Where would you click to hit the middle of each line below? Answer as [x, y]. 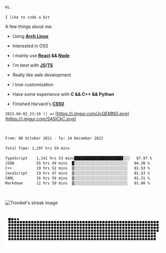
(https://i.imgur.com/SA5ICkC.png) [41, 119]
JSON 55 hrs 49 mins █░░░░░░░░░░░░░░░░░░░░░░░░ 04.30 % [78, 163]
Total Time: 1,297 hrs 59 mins [38, 148]
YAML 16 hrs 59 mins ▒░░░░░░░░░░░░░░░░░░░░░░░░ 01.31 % [78, 178]
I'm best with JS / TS [33, 65]
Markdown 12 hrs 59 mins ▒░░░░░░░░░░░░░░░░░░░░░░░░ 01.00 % [78, 183]
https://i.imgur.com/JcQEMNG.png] [93, 114]
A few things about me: [29, 26]
